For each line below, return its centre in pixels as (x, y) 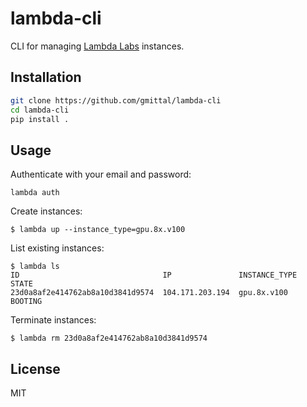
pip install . (40, 119)
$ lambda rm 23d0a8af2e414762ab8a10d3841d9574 (109, 338)
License (35, 368)
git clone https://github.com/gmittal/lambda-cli (116, 100)
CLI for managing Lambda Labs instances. (97, 46)
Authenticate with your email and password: (101, 174)
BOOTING (26, 302)
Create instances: (46, 211)
